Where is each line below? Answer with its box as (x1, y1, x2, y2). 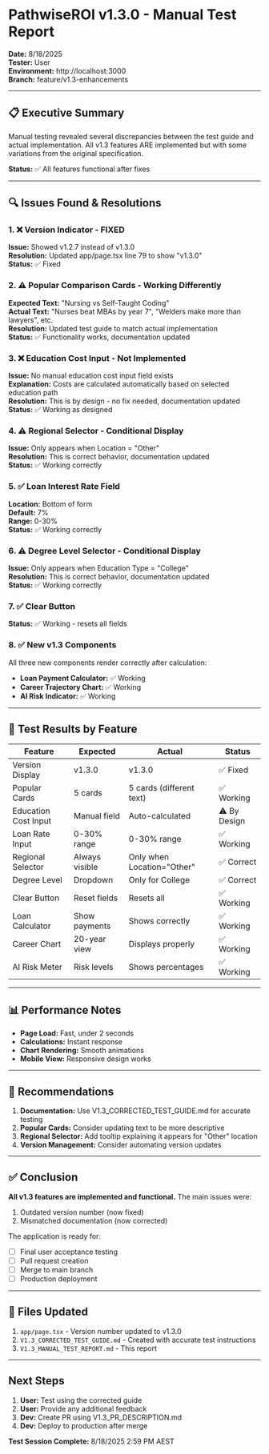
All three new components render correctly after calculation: (8, 658, 207, 667)
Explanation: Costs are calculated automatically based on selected (8, 379, 230, 389)
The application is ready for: (8, 1231, 102, 1241)
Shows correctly (128, 915, 191, 927)
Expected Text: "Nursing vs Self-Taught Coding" (8, 298, 170, 307)
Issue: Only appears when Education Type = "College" (8, 563, 190, 573)
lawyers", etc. (8, 314, 54, 325)
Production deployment (19, 1274, 98, 1284)
